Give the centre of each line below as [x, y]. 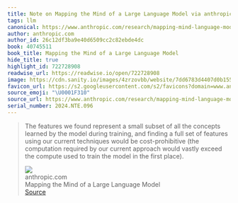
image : [17, 80]
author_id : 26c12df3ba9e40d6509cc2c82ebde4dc [75, 40]
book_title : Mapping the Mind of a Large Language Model [93, 54]
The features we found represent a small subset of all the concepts [123, 126]
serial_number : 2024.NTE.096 [50, 106]
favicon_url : [27, 86]
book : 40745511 [30, 47]
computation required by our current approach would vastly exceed [123, 149]
